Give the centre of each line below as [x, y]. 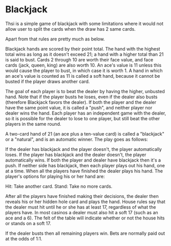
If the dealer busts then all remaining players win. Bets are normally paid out [85, 233]
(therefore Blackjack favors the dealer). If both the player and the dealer [81, 102]
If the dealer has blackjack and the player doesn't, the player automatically [84, 149]
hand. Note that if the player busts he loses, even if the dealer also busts [81, 97]
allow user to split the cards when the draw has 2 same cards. [70, 29]
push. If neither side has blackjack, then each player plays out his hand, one [85, 165]
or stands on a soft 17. [28, 223]
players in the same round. [33, 124]
